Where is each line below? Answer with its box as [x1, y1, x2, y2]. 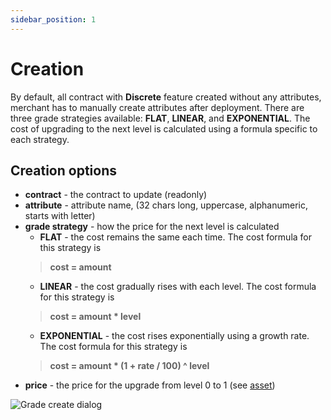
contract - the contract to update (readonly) [24, 189, 208, 201]
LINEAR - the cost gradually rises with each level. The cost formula [39, 281, 317, 293]
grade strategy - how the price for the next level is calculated [24, 221, 280, 233]
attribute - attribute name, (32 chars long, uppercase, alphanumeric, [24, 199, 309, 211]
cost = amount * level [49, 311, 142, 323]
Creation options [10, 162, 117, 179]
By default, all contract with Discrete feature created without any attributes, [10, 91, 322, 103]
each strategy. [10, 133, 70, 145]
